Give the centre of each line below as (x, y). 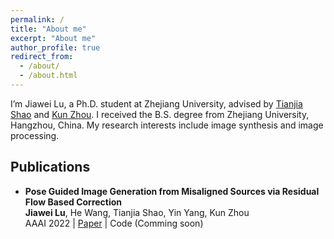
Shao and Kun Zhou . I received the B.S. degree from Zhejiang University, (160, 114)
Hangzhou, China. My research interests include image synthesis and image (167, 125)
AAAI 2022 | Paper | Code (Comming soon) (114, 223)
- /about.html (48, 76)
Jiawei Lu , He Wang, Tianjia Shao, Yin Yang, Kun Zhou (137, 212)
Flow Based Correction (73, 202)
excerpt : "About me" (53, 38)
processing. (35, 135)
